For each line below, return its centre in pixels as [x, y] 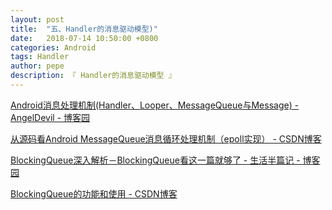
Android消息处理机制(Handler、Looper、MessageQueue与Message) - [155, 105]
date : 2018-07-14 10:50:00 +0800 [84, 38]
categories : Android [53, 47]
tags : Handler [40, 57]
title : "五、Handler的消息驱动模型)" [84, 29]
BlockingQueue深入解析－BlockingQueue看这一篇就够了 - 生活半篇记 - [155, 160]
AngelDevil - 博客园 [50, 117]
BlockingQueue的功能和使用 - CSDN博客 [94, 193]
